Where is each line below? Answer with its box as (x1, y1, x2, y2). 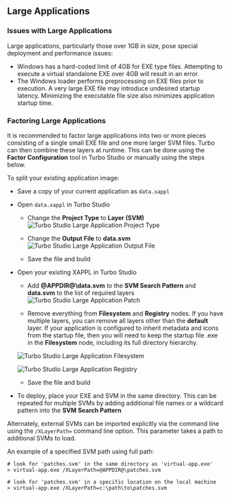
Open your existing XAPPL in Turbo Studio (16, 268, 137, 276)
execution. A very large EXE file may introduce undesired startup (16, 84, 200, 92)
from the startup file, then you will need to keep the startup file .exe (27, 331, 218, 339)
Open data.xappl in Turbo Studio (16, 200, 111, 209)
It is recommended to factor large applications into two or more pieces (7, 131, 207, 139)
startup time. (16, 99, 54, 107)
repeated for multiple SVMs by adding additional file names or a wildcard (16, 399, 224, 407)
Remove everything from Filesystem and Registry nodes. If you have (27, 309, 224, 318)
